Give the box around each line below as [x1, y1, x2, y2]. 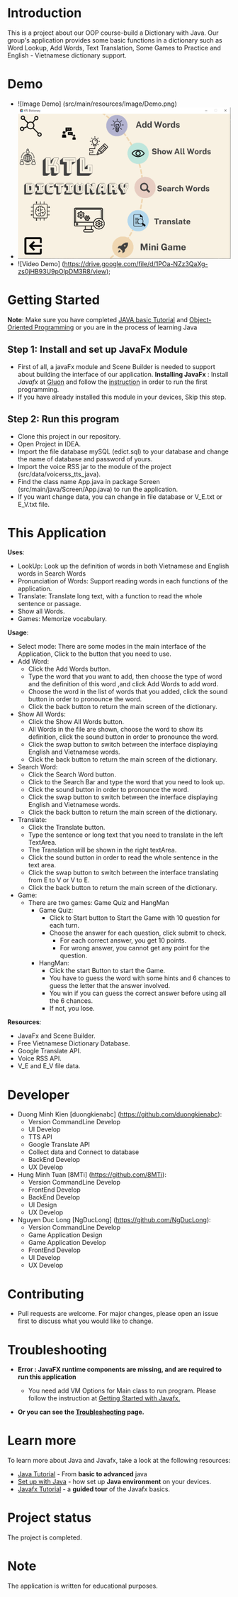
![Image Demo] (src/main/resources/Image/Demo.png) [17, 99, 177, 108]
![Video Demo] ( [17, 259, 64, 268]
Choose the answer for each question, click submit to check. [49, 928, 227, 938]
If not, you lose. [49, 1004, 95, 1013]
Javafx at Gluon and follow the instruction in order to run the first [17, 378, 208, 386]
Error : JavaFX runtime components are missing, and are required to [17, 1365, 222, 1374]
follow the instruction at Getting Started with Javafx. [28, 1394, 181, 1403]
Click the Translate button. [28, 823, 106, 832]
